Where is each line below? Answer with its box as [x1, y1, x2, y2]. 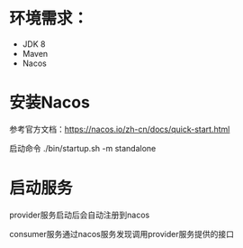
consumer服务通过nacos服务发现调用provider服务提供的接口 [9, 228, 234, 239]
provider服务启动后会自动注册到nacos [9, 209, 150, 220]
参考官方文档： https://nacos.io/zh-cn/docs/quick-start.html [9, 124, 230, 134]
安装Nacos [9, 92, 90, 113]
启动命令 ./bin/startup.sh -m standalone [9, 142, 157, 153]
